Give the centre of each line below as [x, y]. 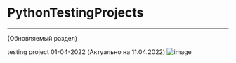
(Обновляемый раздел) [42, 38]
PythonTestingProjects [76, 13]
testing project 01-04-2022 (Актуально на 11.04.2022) [86, 52]
